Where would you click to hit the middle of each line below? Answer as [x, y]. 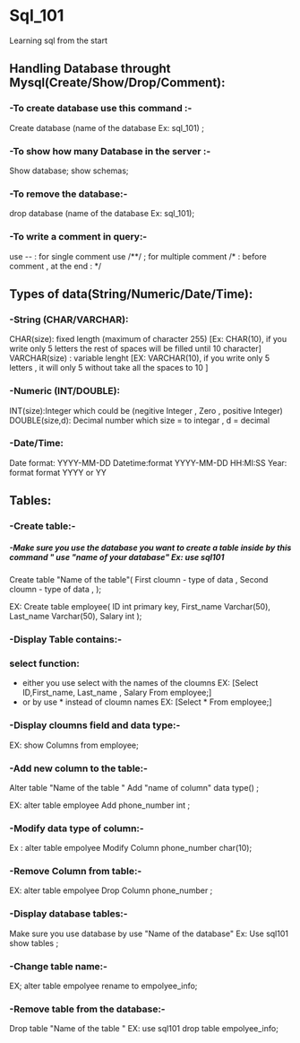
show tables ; [34, 942]
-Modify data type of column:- [77, 828]
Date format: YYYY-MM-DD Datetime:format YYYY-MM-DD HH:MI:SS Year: [148, 462]
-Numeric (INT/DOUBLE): [65, 391]
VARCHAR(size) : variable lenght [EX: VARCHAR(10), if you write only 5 [140, 358]
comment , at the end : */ [56, 266]
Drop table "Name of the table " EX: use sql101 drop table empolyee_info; [144, 1029]
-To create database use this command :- [101, 109]
